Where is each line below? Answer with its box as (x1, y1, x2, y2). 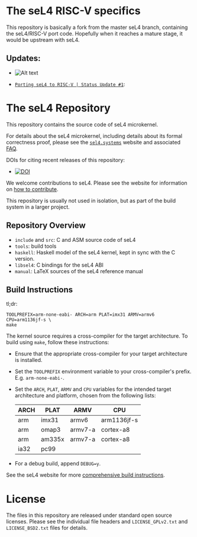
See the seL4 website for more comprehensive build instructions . (6, 471, 166, 478)
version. (14, 255, 35, 262)
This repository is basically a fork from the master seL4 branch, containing (6, 24, 188, 31)
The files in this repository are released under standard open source (6, 512, 173, 519)
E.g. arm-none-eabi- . (14, 374, 65, 381)
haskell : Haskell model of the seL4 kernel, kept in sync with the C (14, 248, 176, 255)
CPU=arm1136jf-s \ (6, 317, 51, 323)
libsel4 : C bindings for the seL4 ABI (14, 261, 104, 268)
